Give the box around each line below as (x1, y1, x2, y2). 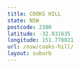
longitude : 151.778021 (7, 37, 74, 44)
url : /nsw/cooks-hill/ (7, 43, 74, 50)
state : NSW (7, 17, 39, 24)
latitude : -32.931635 (7, 30, 71, 38)
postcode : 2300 (7, 23, 52, 30)
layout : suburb (7, 50, 52, 57)
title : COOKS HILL (7, 10, 61, 18)
